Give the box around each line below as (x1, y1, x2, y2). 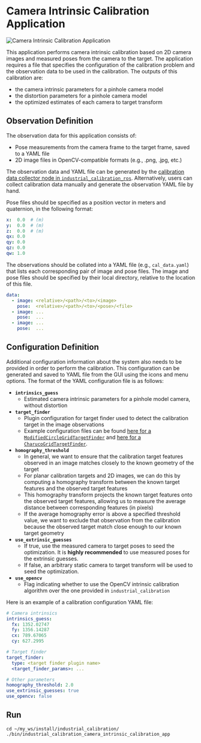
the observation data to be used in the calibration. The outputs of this (6, 67, 178, 75)
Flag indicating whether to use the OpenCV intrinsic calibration (23, 580, 179, 587)
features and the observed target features (23, 485, 128, 492)
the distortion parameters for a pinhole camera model (14, 92, 148, 99)
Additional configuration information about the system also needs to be (6, 358, 182, 365)
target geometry (23, 529, 64, 536)
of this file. (6, 280, 33, 287)
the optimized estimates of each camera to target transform (14, 98, 163, 106)
